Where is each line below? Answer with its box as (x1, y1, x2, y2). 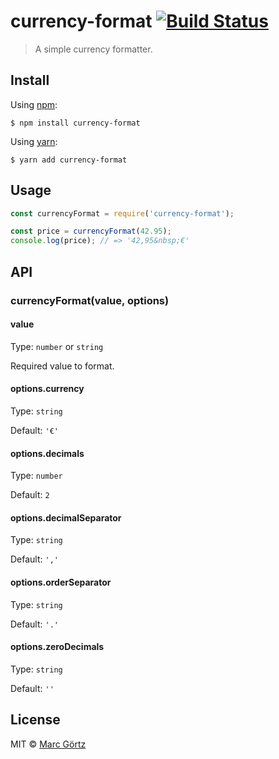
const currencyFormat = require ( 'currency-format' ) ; (10, 208, 235, 219)
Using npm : (10, 98, 58, 110)
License (10, 711, 61, 729)
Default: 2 (10, 489, 50, 501)
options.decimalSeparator (10, 511, 122, 524)
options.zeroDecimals (10, 641, 105, 653)
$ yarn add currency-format (10, 155, 128, 165)
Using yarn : (10, 135, 58, 147)
